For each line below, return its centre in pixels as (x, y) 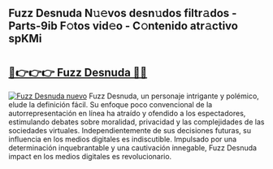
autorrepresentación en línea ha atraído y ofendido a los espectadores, (127, 113)
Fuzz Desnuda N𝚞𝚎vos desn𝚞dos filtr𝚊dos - (123, 13)
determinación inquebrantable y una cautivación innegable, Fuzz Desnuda (133, 148)
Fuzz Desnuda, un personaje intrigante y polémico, (174, 96)
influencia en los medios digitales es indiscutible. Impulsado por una (123, 139)
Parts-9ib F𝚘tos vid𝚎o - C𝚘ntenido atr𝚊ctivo (123, 26)
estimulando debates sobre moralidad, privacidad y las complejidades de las (136, 122)
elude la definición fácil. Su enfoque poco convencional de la (110, 104)
